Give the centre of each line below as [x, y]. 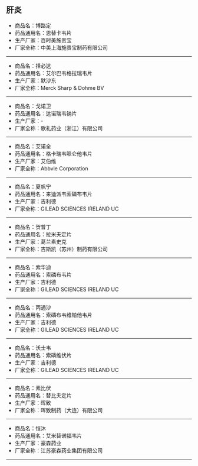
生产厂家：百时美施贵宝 [43, 40]
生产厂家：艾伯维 [35, 161]
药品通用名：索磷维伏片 [43, 355]
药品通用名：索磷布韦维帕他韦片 [53, 315]
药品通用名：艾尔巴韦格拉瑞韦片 [53, 73]
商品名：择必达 [33, 66]
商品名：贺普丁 [33, 226]
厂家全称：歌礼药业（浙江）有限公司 [59, 128]
